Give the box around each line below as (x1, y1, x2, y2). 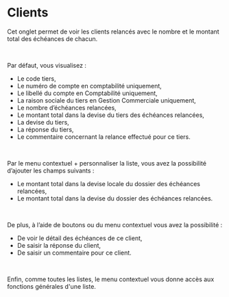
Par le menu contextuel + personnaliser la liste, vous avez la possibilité (7, 159, 207, 167)
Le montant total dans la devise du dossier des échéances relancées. (16, 194, 213, 203)
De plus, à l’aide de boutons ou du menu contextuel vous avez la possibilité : (7, 220, 223, 229)
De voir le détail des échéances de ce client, (16, 234, 143, 242)
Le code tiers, (16, 74, 56, 83)
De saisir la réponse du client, (16, 241, 101, 249)
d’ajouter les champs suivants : (7, 166, 95, 175)
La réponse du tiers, (16, 125, 74, 133)
